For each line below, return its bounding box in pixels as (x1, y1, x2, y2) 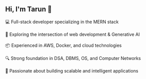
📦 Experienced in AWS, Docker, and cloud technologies (5, 42, 122, 48)
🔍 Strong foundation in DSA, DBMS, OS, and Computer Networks (5, 55, 141, 61)
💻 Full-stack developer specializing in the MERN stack (5, 19, 119, 25)
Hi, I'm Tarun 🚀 (5, 5, 52, 14)
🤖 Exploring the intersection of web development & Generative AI (5, 31, 140, 37)
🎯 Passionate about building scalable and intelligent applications (5, 67, 138, 73)
